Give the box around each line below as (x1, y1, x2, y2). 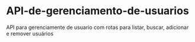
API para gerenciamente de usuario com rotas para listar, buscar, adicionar (6, 24, 189, 31)
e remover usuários (6, 30, 54, 37)
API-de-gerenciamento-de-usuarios (6, 4, 190, 18)
